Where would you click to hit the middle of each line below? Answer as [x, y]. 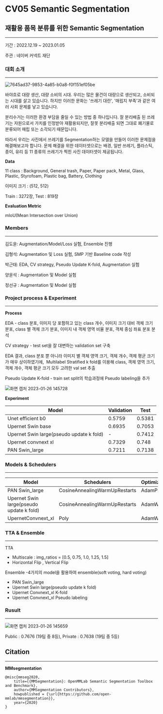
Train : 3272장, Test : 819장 [32, 196]
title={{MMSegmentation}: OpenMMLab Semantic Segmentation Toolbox [83, 681]
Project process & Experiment [41, 298]
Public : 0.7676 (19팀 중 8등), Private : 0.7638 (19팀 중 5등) [62, 636]
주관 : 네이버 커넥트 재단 [28, 55]
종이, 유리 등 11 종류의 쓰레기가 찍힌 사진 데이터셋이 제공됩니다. [64, 152]
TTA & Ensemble [25, 533]
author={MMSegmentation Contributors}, [54, 690]
